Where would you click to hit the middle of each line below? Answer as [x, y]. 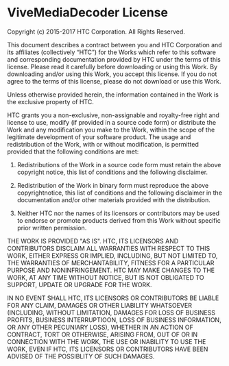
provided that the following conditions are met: [73, 151]
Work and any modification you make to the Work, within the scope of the [111, 130]
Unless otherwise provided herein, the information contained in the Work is [113, 95]
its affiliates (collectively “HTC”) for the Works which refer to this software [111, 52]
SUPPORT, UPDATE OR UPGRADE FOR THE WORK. [80, 284]
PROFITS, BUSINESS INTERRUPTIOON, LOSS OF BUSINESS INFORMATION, [114, 319]
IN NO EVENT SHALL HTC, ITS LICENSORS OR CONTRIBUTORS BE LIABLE [113, 298]
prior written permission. [52, 228]
